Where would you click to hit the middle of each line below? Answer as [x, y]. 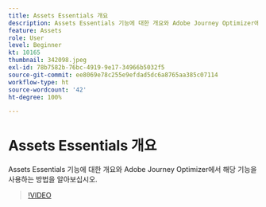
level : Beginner [35, 45]
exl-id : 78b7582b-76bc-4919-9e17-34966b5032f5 [87, 68]
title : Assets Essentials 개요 [58, 16]
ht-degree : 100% [35, 97]
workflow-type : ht [39, 82]
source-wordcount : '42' [48, 90]
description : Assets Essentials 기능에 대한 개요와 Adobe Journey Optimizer [131, 23]
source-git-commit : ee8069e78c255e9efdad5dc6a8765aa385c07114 [113, 75]
